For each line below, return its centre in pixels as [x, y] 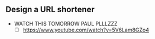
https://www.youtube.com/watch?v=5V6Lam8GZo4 [86, 30]
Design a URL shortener [50, 10]
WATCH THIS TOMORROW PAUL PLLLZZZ [66, 23]
